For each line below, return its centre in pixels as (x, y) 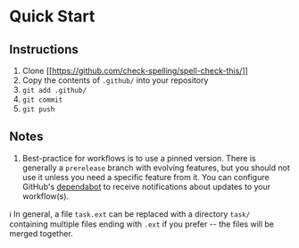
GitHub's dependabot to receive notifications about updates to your (146, 186)
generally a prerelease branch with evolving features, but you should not (156, 168)
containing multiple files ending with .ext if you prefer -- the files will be (142, 224)
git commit (42, 100)
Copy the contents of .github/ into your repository (115, 80)
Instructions (44, 50)
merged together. (41, 233)
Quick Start (52, 17)
